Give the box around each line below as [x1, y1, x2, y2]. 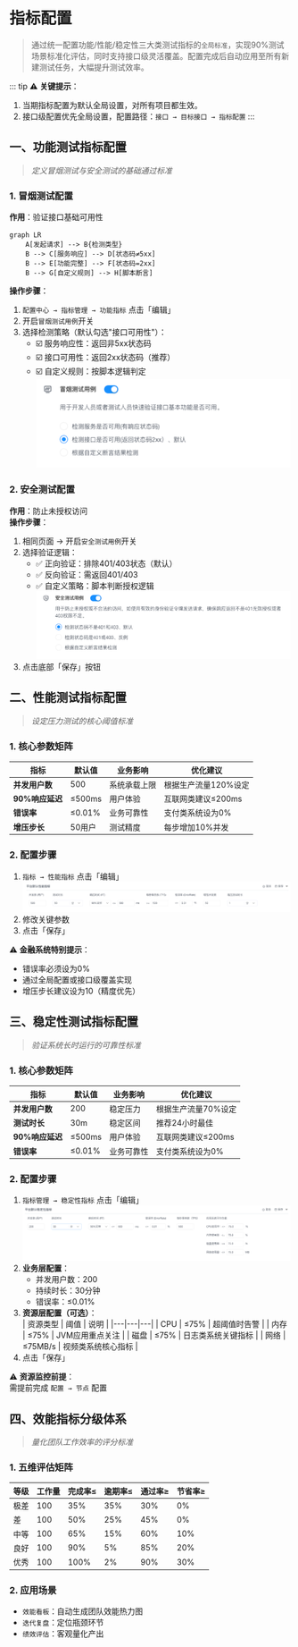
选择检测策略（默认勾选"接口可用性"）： [21, 327, 167, 338]
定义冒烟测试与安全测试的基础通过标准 [30, 165, 172, 175]
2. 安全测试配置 [9, 484, 76, 496]
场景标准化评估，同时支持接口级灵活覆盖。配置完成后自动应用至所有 [30, 50, 282, 61]
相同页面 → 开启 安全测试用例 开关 [21, 536, 137, 546]
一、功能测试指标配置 [9, 139, 127, 155]
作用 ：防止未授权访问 [9, 505, 87, 516]
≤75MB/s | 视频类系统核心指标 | [21, 1341, 138, 1352]
